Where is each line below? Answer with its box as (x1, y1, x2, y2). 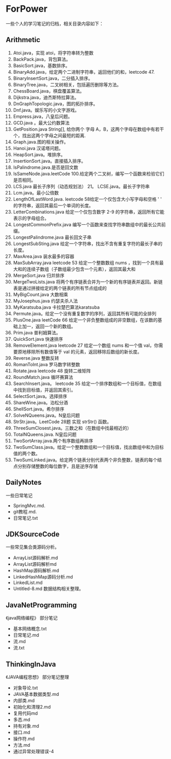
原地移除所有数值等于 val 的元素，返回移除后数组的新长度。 (17, 348, 142, 355)
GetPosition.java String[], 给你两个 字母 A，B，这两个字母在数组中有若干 (13, 126, 164, 132)
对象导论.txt (13, 685, 38, 691)
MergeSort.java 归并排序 (13, 272, 65, 278)
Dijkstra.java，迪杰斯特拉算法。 (13, 94, 79, 100)
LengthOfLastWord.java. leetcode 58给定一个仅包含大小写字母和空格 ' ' (13, 196, 162, 202)
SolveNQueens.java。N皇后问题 (13, 412, 80, 418)
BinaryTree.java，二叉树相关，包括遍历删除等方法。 (13, 81, 121, 87)
